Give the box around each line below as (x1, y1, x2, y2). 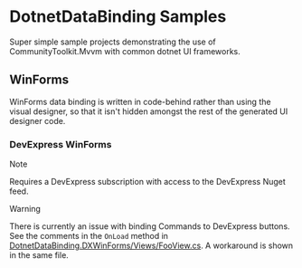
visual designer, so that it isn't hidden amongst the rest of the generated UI (9, 106, 288, 117)
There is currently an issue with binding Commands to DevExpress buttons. (9, 221, 291, 232)
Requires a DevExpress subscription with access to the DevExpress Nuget (9, 177, 287, 187)
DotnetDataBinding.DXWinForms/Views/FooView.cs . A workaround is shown (9, 240, 294, 251)
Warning (9, 204, 41, 215)
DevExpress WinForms (9, 138, 112, 150)
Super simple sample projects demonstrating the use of (9, 36, 217, 47)
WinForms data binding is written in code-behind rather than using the (9, 96, 271, 107)
